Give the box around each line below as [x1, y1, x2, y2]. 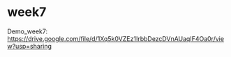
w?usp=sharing [7, 42, 52, 50]
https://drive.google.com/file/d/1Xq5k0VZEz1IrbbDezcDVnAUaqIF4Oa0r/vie [7, 34, 225, 42]
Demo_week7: [7, 27, 48, 35]
